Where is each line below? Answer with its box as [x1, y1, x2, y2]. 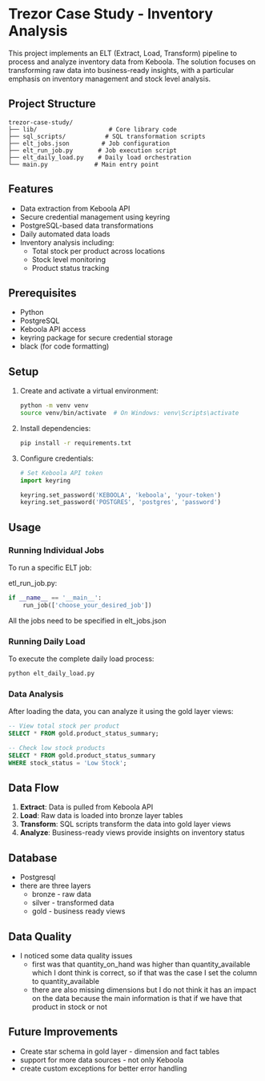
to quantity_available [31, 977, 100, 986]
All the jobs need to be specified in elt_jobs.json [8, 615, 167, 625]
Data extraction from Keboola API [19, 204, 130, 213]
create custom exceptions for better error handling [19, 1063, 187, 1073]
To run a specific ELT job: [8, 563, 92, 572]
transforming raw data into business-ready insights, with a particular [8, 65, 235, 75]
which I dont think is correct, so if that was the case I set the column [31, 968, 258, 978]
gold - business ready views [31, 906, 126, 916]
